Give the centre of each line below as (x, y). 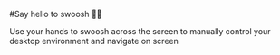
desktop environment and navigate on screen (94, 41)
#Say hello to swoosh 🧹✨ (56, 14)
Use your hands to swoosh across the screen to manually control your (140, 31)
